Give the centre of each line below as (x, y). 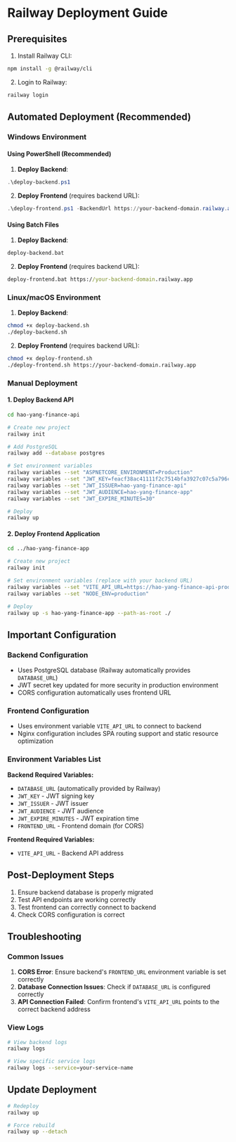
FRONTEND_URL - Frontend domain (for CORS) (81, 825)
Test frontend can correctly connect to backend (87, 907)
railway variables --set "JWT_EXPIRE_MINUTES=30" (81, 499)
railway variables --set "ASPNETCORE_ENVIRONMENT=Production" (100, 473)
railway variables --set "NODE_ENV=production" (78, 594)
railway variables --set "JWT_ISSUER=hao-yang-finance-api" (97, 486)
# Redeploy (23, 1106)
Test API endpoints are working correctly (77, 899)
